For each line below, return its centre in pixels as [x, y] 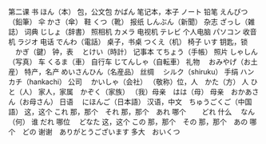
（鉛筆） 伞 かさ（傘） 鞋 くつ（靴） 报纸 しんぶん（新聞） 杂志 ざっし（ [128, 22]
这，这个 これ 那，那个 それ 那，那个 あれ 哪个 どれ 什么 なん [139, 112]
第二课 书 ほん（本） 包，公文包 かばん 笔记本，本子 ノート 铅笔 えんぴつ [128, 12]
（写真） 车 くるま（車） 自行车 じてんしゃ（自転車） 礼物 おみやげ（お [130, 62]
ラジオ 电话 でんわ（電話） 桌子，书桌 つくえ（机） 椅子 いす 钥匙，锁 [133, 42]
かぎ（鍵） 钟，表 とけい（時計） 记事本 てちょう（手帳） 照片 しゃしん [136, 52]
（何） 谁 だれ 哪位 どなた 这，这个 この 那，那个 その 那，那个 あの [128, 122]
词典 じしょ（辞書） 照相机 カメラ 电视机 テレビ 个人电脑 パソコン [132, 32]
